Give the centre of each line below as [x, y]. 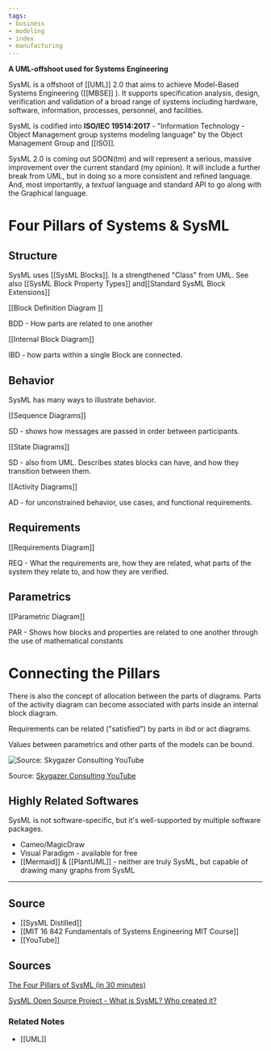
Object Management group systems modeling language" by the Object [126, 135]
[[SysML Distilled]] [51, 923]
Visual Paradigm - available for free [79, 853]
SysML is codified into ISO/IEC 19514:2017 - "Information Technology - [127, 126]
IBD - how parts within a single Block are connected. [96, 355]
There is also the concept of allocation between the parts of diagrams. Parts [135, 695]
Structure [33, 255]
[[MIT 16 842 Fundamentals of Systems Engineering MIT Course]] [129, 931]
